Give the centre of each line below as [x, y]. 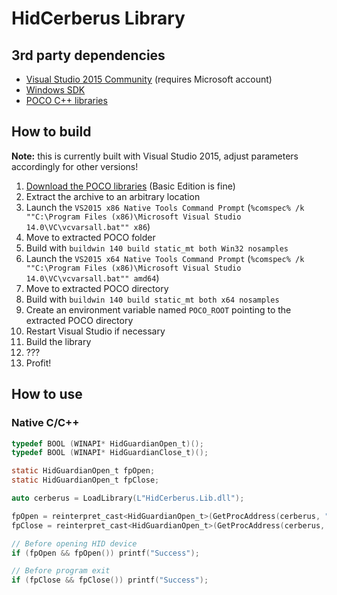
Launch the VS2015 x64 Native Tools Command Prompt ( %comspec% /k [165, 258]
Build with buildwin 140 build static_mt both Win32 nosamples [157, 248]
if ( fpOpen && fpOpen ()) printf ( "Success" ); [105, 553]
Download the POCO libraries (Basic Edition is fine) [130, 186]
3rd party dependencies [88, 55]
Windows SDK [55, 90]
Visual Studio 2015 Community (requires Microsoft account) [149, 79]
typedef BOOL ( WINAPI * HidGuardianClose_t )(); [110, 453]
